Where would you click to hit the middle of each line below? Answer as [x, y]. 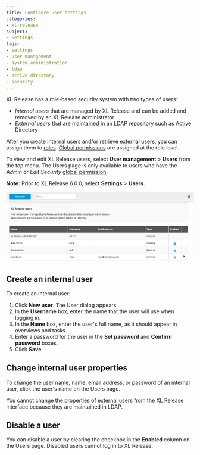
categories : [21, 19]
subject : [17, 32]
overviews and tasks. [41, 330]
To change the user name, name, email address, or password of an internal [98, 382]
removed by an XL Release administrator [65, 117]
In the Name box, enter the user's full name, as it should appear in [96, 324]
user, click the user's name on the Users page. [63, 389]
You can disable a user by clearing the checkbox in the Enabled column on [98, 440]
